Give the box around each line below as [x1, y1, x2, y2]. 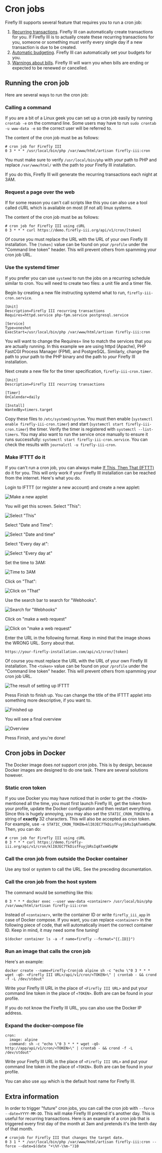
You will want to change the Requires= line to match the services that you [5, 338, 151, 344]
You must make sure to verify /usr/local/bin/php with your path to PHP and [5, 157, 157, 163]
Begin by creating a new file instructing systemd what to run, [5, 290, 126, 296]
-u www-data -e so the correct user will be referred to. [5, 125, 112, 132]
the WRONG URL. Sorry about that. [5, 640, 75, 646]
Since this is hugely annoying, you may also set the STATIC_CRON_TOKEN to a [5, 811, 154, 817]
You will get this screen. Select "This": [5, 503, 81, 509]
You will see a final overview [5, 716, 62, 722]
